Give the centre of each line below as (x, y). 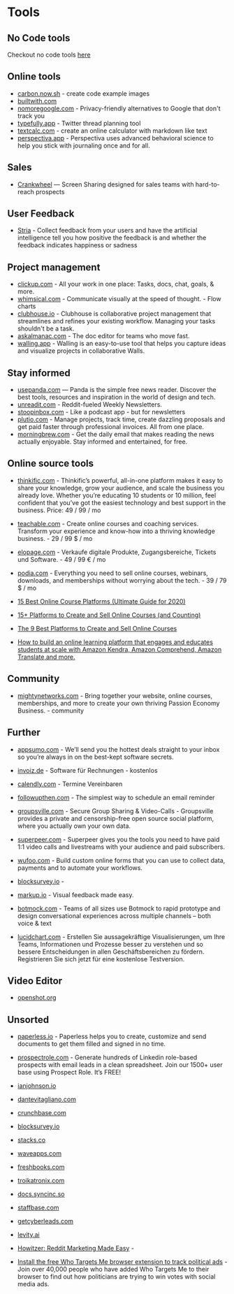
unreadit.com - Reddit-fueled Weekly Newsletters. (90, 405)
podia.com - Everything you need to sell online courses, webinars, (112, 573)
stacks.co (31, 1140)
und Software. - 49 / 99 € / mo (61, 559)
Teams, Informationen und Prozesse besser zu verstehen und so (110, 944)
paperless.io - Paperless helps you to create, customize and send (112, 1037)
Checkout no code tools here (49, 54)
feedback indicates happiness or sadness (77, 245)
